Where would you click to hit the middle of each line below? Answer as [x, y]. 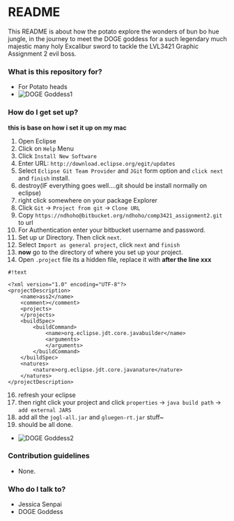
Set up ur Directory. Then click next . [70, 237]
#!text [17, 272]
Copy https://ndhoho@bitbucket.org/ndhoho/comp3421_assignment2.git [120, 215]
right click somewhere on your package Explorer [88, 200]
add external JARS [45, 410]
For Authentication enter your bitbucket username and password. [112, 230]
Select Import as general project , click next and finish [99, 244]
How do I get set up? [43, 112]
